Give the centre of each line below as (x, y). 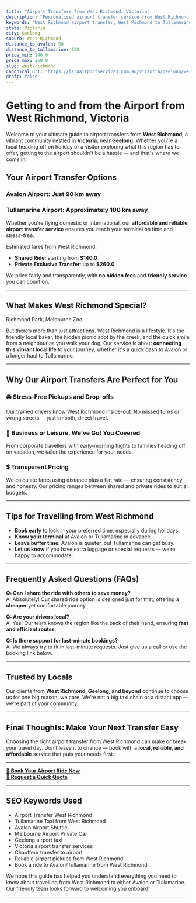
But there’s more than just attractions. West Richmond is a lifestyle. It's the (95, 331)
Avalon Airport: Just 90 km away (53, 194)
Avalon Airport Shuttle (41, 827)
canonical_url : (24, 71)
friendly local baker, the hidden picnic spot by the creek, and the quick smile (98, 337)
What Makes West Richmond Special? (76, 306)
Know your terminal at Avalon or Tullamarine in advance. (83, 537)
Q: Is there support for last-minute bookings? (62, 641)
